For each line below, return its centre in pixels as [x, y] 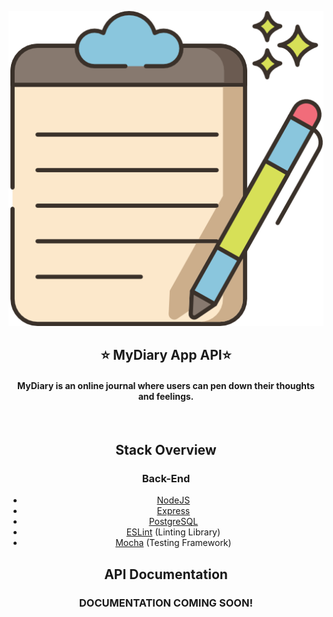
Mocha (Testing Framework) [173, 543]
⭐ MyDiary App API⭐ [166, 355]
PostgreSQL [173, 522]
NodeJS [173, 500]
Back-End [166, 478]
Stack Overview [166, 449]
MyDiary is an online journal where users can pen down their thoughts [166, 385]
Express [173, 511]
